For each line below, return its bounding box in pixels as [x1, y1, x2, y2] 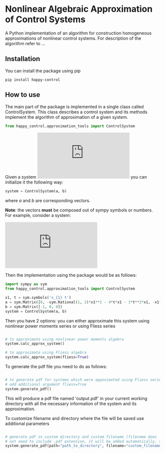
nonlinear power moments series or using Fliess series [5, 323, 115, 329]
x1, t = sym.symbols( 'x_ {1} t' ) [5, 295, 71, 300]
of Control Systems [5, 14, 86, 25]
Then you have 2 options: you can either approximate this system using [5, 318, 150, 323]
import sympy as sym [5, 282, 48, 287]
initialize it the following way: [5, 179, 63, 185]
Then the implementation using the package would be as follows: [5, 272, 137, 278]
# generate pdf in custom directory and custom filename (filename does [5, 434, 157, 439]
